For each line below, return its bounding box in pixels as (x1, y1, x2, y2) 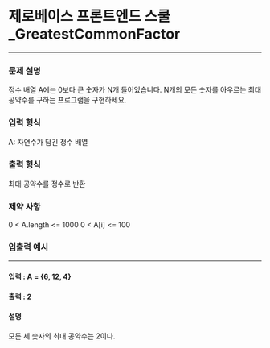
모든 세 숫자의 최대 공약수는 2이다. (8, 331, 116, 341)
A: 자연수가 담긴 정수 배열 (8, 137, 88, 147)
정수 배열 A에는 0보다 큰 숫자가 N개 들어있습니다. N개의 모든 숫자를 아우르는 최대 (8, 85, 262, 95)
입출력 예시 (8, 242, 49, 253)
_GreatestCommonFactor (8, 25, 181, 43)
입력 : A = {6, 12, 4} (8, 271, 72, 282)
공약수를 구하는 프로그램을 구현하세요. (8, 95, 127, 105)
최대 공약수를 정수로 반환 (8, 179, 86, 188)
